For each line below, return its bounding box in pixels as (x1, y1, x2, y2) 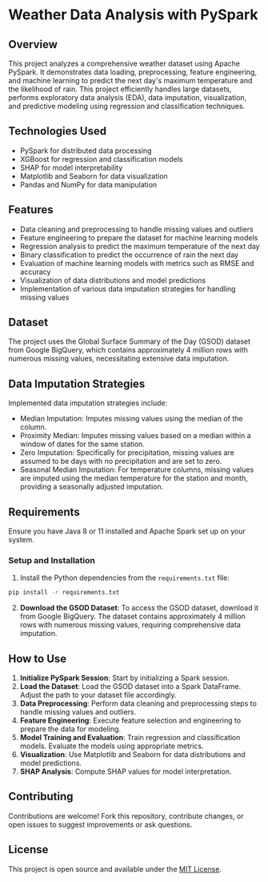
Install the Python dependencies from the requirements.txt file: (19, 573, 230, 582)
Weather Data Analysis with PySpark (8, 6, 258, 24)
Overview (8, 38, 58, 51)
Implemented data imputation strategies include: (8, 398, 168, 408)
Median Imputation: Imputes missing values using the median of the (19, 414, 243, 424)
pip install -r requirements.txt (8, 589, 120, 597)
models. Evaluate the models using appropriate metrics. (19, 741, 204, 751)
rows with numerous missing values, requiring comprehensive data (19, 620, 242, 630)
